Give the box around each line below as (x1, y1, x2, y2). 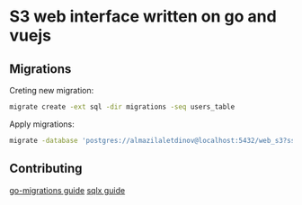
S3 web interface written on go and (9, 6, 277, 27)
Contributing (9, 161, 83, 176)
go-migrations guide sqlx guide (9, 184, 126, 195)
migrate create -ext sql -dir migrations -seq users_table (9, 102, 235, 111)
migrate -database (9, 136, 78, 145)
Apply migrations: (9, 119, 75, 129)
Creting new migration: (9, 85, 94, 95)
